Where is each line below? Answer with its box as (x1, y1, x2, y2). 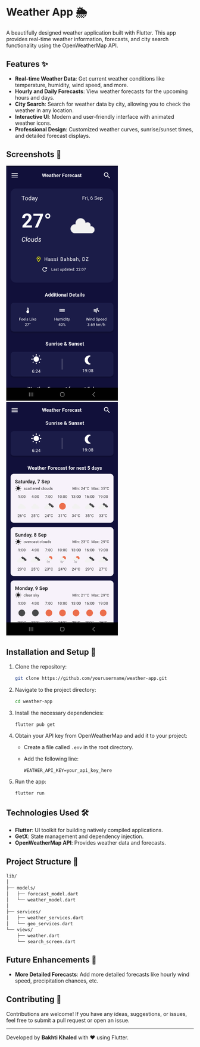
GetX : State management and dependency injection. (14, 833, 144, 840)
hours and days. (14, 94, 55, 101)
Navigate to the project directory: (14, 686, 96, 693)
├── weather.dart (17, 932, 60, 938)
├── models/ (6, 885, 36, 891)
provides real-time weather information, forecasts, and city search (6, 35, 169, 42)
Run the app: (14, 778, 46, 786)
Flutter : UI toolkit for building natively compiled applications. (14, 827, 164, 834)
